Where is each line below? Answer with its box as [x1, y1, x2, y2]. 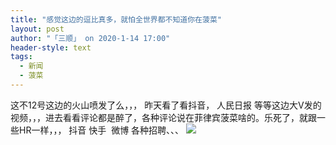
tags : [10, 52, 33, 62]
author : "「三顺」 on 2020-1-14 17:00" [10, 33, 171, 43]
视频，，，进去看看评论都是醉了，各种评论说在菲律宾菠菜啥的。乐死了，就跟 [10, 111, 317, 123]
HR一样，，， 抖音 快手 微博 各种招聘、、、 [18, 124, 185, 136]
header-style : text [10, 42, 92, 53]
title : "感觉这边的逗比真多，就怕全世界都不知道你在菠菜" [10, 14, 222, 25]
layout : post [10, 24, 65, 34]
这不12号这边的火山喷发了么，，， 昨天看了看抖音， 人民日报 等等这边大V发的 [10, 99, 322, 111]
